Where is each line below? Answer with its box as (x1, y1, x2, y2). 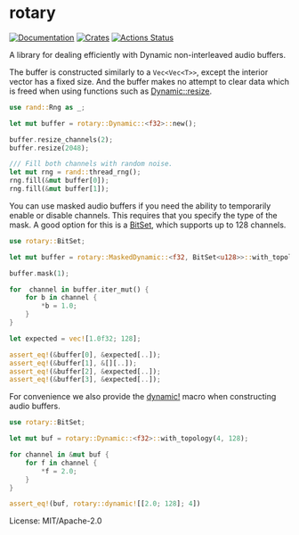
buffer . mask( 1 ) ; (9, 268, 69, 278)
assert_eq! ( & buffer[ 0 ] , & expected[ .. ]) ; (9, 350, 162, 359)
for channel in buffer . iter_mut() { (9, 284, 149, 294)
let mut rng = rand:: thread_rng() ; (9, 168, 141, 177)
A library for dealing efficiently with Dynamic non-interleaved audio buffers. (9, 49, 287, 60)
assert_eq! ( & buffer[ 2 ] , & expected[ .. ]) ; (9, 366, 162, 376)
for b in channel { (25, 293, 98, 302)
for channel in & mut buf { (9, 450, 109, 459)
